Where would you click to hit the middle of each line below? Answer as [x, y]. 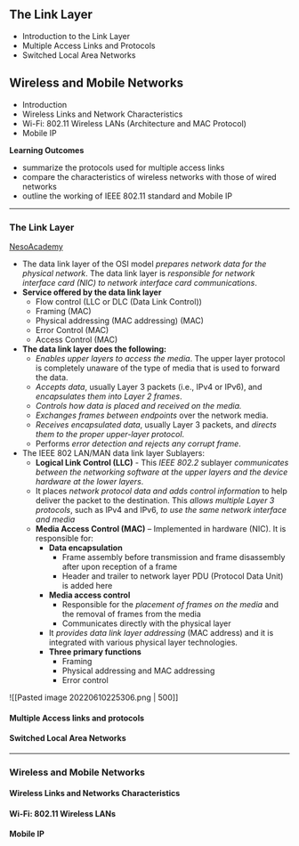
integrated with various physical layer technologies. [143, 642]
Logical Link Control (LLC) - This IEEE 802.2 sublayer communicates [162, 462]
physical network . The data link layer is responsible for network [138, 273]
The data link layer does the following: [94, 349]
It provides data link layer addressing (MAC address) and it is [161, 632]
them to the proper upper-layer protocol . [110, 434]
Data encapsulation [85, 548]
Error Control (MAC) [72, 329]
